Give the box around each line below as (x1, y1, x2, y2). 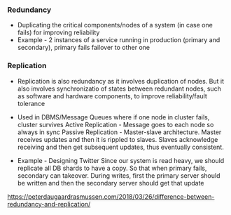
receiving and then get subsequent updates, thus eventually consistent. (17, 143, 224, 151)
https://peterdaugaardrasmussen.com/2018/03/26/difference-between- (7, 192, 215, 201)
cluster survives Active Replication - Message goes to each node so (17, 120, 214, 129)
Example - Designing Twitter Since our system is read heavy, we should (17, 156, 225, 164)
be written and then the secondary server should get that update (17, 178, 204, 187)
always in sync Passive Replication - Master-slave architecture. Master (17, 128, 222, 136)
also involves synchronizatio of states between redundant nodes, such (17, 84, 222, 93)
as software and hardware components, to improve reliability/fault (17, 91, 208, 100)
